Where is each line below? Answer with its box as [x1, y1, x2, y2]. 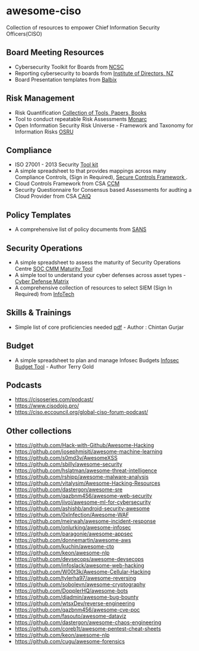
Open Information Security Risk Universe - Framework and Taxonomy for [14, 122, 194, 129]
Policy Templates [6, 210, 71, 220]
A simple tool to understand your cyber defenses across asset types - [14, 272, 186, 278]
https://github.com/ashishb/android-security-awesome [14, 505, 150, 512]
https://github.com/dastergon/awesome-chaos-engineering [14, 619, 162, 626]
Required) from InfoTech [14, 291, 75, 297]
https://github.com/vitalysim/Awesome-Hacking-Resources [14, 479, 160, 487]
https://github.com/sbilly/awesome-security [14, 460, 123, 468]
